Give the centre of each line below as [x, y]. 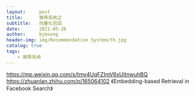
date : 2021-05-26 [37, 29]
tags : [13, 52]
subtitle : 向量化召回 [34, 23]
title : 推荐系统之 [34, 18]
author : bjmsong [33, 35]
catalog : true [24, 46]
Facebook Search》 [30, 88]
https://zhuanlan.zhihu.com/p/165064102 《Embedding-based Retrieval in [98, 81]
